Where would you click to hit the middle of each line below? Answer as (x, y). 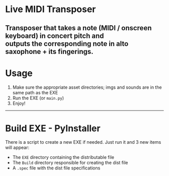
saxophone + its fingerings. (50, 51)
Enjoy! (19, 103)
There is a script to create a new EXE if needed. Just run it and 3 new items (83, 142)
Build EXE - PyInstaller (53, 128)
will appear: (17, 148)
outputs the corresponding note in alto (67, 44)
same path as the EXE (35, 92)
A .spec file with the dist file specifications (56, 168)
